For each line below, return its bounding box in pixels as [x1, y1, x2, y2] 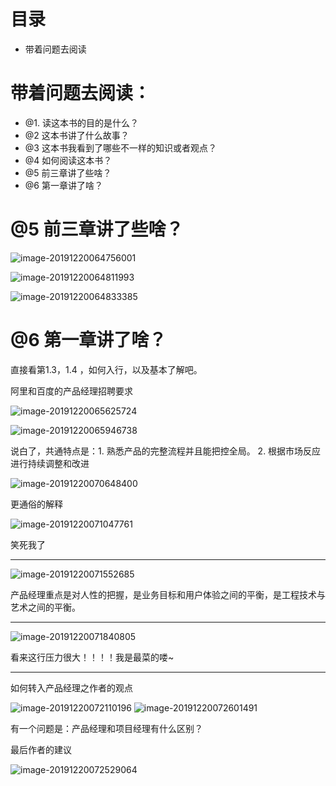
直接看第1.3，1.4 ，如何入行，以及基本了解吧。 [10, 363, 203, 375]
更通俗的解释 [10, 498, 63, 510]
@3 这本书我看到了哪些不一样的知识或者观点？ [24, 141, 217, 154]
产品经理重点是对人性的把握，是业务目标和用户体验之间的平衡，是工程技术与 [10, 588, 326, 600]
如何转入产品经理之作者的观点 [10, 681, 133, 694]
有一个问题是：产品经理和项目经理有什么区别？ [10, 722, 203, 734]
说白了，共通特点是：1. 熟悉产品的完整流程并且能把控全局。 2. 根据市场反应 [10, 445, 322, 457]
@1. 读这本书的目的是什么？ [24, 116, 139, 129]
